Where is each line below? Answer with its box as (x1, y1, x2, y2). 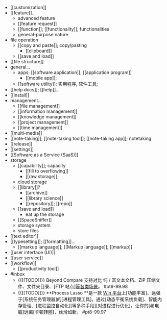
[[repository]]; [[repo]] (25, 201, 73, 206)
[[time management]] (17, 125, 63, 131)
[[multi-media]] (10, 130, 42, 136)
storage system (17, 222, 51, 228)
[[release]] (10, 141, 33, 147)
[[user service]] (10, 255, 43, 261)
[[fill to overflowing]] (25, 168, 69, 174)
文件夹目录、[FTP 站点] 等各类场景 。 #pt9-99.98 (27, 283, 128, 289)
